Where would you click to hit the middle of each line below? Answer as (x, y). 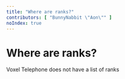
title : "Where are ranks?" (40, 12)
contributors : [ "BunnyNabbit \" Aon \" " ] (59, 17)
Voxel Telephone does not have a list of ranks (63, 69)
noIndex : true (24, 23)
